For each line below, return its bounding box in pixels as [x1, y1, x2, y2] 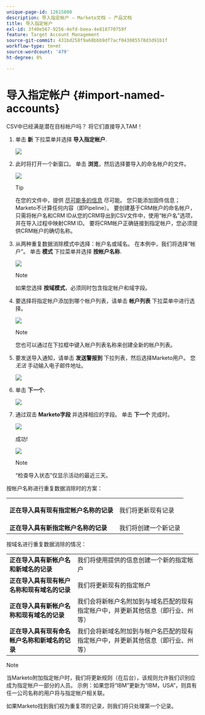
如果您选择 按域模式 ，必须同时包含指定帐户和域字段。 [15, 284, 151, 291]
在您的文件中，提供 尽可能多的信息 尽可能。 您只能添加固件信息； [15, 197, 181, 204]
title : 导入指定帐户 [6, 20, 53, 26]
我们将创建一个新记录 [119, 523, 181, 532]
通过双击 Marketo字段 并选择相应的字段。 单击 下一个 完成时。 [15, 411, 173, 418]
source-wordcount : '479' [6, 49, 70, 55]
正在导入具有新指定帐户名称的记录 [9, 523, 108, 532]
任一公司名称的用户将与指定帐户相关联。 [6, 689, 108, 697]
